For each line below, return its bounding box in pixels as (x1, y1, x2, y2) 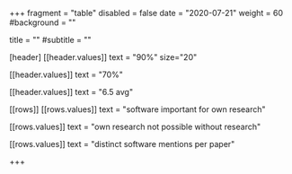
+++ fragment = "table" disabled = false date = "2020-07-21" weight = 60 (9, 8, 284, 18)
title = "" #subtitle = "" (9, 35, 92, 45)
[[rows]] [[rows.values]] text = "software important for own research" (9, 104, 267, 115)
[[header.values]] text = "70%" (9, 69, 124, 80)
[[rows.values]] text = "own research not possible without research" (9, 121, 261, 132)
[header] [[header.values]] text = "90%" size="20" (9, 52, 198, 62)
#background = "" (9, 17, 76, 28)
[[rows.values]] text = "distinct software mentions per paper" (9, 139, 235, 149)
